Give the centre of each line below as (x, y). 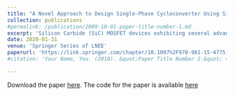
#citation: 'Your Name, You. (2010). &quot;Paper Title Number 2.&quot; (115, 59)
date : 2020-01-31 (32, 40)
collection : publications (45, 20)
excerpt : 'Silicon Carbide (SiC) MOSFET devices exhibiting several (109, 33)
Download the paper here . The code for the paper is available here (103, 85)
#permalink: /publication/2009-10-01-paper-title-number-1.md (99, 26)
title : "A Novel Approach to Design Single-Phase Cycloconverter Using (113, 14)
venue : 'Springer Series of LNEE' (57, 46)
